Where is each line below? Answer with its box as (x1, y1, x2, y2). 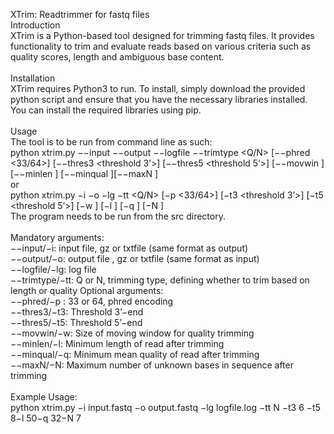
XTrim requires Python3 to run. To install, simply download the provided (10, 83, 306, 94)
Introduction (10, 19, 61, 31)
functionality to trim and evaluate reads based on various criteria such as (10, 40, 312, 52)
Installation (10, 72, 56, 84)
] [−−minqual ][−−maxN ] (54, 168, 159, 179)
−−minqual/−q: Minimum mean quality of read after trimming (10, 349, 260, 360)
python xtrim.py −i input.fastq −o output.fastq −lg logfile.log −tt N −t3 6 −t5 (10, 402, 321, 413)
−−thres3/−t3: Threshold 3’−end (10, 306, 144, 318)
